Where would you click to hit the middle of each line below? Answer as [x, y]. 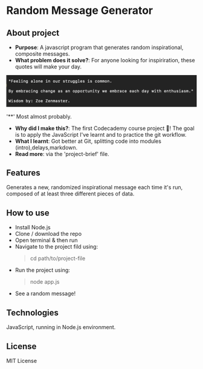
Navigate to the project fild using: [56, 247]
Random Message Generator [79, 11]
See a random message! [45, 293]
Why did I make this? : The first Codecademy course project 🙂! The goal [105, 128]
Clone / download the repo [48, 234]
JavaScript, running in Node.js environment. [61, 327]
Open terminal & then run [46, 240]
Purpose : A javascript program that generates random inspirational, [99, 47]
